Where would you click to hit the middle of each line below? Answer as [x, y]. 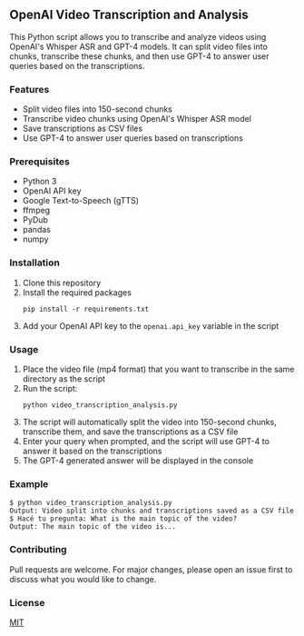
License [27, 602]
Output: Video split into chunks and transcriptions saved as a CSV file [152, 511]
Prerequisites [39, 162]
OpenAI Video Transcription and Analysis [129, 15]
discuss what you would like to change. [83, 579]
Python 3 [39, 182]
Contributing [38, 550]
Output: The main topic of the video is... [93, 527]
